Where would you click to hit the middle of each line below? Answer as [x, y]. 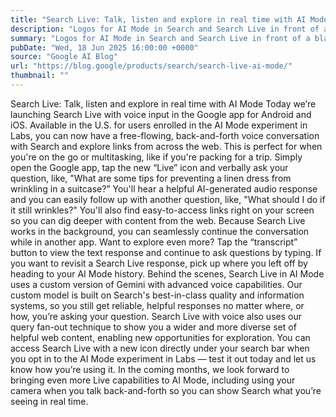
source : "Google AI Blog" [64, 57]
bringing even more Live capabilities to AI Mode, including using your [153, 380]
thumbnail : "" [40, 76]
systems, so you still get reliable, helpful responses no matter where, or [157, 305]
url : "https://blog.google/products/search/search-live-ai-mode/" [151, 66]
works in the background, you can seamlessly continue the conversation [160, 231]
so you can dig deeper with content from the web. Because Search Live [158, 220]
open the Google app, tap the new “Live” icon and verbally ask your [149, 167]
